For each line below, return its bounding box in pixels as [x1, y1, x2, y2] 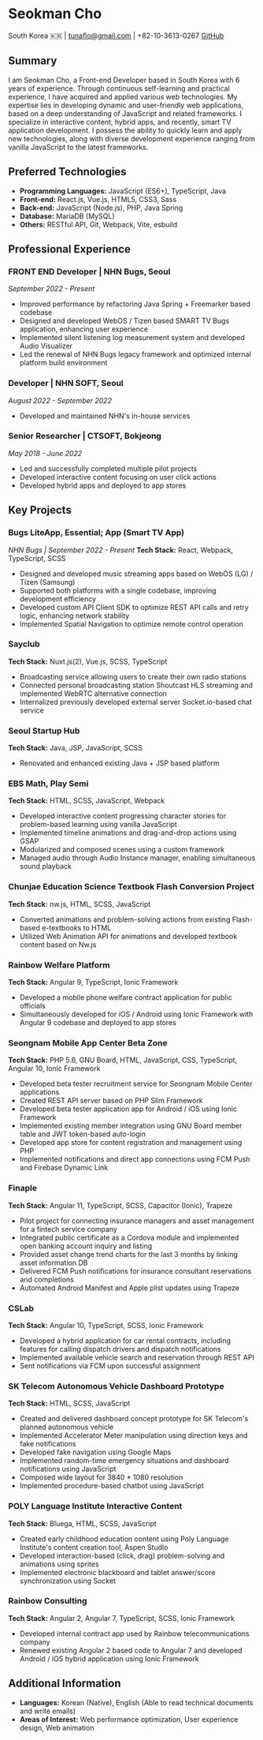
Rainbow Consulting [8, 1596, 87, 1607]
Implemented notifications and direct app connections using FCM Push [19, 1154, 250, 1164]
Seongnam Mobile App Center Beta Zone [8, 1037, 168, 1048]
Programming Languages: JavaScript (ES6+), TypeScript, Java [19, 186, 227, 196]
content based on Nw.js [19, 940, 97, 949]
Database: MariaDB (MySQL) [19, 211, 116, 221]
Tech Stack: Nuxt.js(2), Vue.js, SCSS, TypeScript [8, 657, 168, 666]
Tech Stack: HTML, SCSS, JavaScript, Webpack [8, 796, 165, 806]
